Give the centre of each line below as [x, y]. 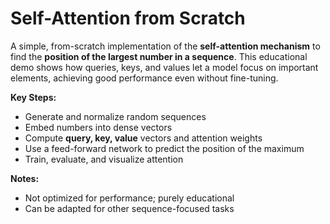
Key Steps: [33, 97]
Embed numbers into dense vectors [98, 127]
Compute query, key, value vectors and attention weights [143, 138]
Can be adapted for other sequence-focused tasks [129, 208]
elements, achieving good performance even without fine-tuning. [144, 78]
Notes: [25, 178]
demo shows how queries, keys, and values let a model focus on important [164, 67]
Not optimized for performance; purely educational [129, 198]
